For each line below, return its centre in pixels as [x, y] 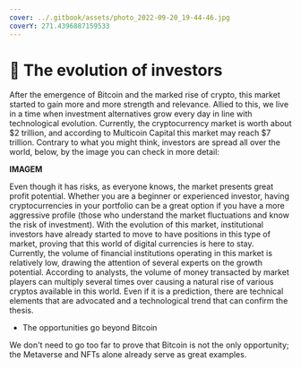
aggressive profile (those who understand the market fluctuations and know [149, 215]
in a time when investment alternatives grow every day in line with [131, 114]
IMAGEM [26, 169]
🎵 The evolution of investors [116, 70]
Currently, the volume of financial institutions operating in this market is [141, 253]
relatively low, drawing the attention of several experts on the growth [136, 263]
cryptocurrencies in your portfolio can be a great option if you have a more [147, 206]
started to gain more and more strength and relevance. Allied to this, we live [149, 105]
